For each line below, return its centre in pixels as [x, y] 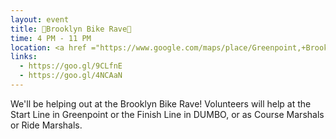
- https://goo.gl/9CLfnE [71, 66]
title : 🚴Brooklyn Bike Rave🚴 [71, 29]
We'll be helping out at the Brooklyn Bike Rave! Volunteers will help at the [161, 103]
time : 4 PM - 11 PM [51, 38]
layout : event [40, 19]
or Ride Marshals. [46, 125]
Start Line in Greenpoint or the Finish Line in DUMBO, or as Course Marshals [167, 114]
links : [24, 57]
